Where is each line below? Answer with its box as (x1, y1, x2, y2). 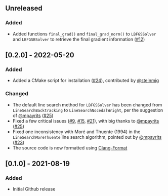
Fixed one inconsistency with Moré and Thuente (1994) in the (12, 129, 141, 135)
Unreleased (5, 4, 43, 13)
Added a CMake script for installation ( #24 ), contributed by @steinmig (12, 77, 159, 84)
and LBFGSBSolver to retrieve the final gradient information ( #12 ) (12, 36, 145, 42)
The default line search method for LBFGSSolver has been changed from (12, 101, 162, 108)
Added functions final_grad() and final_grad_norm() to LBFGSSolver (12, 30, 156, 37)
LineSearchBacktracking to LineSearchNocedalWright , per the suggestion (12, 107, 163, 113)
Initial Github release (12, 186, 56, 192)
